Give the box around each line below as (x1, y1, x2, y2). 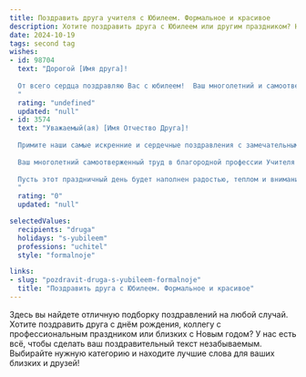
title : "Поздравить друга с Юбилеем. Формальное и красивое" (17, 284, 255, 293)
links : (9, 267, 35, 277)
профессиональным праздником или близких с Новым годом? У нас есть (9, 328, 297, 339)
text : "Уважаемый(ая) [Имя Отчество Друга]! (17, 124, 189, 133)
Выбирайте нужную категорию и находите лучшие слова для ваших (9, 348, 275, 359)
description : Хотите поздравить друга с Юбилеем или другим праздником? (9, 22, 291, 31)
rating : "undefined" (17, 98, 96, 108)
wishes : (9, 47, 39, 57)
